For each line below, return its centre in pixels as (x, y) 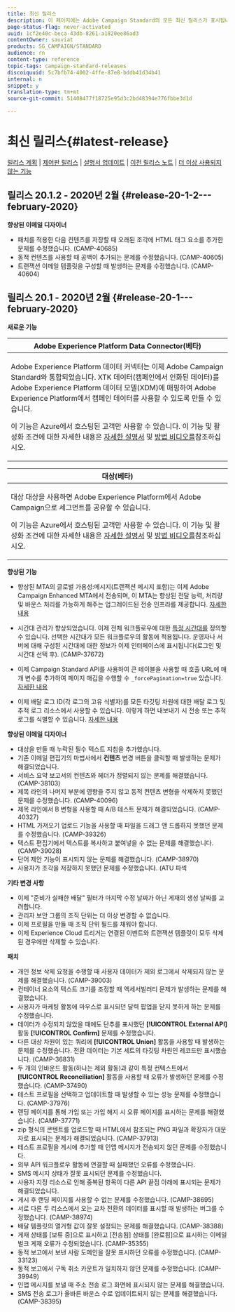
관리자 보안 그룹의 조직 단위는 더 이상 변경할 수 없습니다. (94, 915)
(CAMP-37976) (48, 1103)
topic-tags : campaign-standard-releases (67, 66)
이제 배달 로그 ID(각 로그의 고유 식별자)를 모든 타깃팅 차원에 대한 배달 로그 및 (121, 701)
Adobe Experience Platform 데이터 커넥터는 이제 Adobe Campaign (117, 366)
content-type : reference (43, 60)
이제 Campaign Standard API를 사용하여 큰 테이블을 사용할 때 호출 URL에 (118, 669)
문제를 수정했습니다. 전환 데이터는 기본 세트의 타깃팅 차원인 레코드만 (110, 1050)
